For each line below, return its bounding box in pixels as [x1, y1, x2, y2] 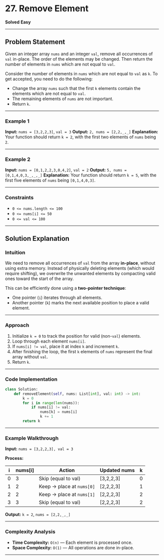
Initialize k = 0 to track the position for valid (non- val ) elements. [12, 333, 142, 339]
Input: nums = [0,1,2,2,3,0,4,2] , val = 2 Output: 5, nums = [5, 167, 127, 173]
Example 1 [5, 118, 30, 125]
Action [59, 467, 75, 474]
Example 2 [5, 156, 31, 163]
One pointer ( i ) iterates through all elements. [12, 295, 102, 301]
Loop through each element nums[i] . [12, 338, 86, 344]
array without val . [12, 354, 48, 360]
